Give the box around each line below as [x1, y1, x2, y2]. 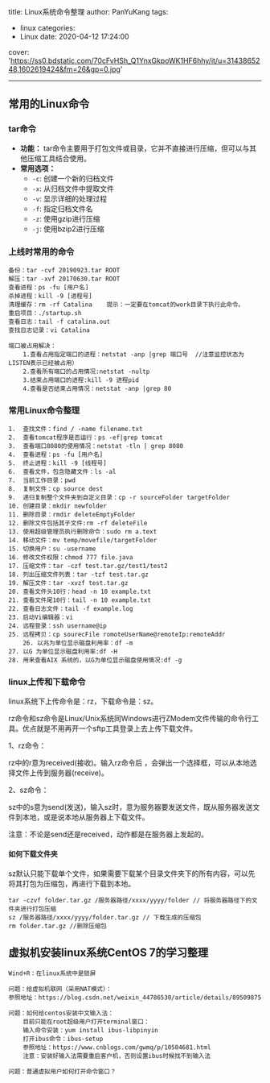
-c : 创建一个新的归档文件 [31, 173, 114, 183]
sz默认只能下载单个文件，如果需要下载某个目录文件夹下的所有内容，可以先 [8, 869, 256, 878]
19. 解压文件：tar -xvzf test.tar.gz [8, 579, 129, 587]
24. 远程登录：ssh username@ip [8, 622, 107, 630]
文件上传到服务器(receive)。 [14, 768, 108, 778]
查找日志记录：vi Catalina [8, 326, 90, 334]
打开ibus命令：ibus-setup [22, 1035, 104, 1043]
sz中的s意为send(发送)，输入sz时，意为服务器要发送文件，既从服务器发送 [8, 802, 253, 811]
